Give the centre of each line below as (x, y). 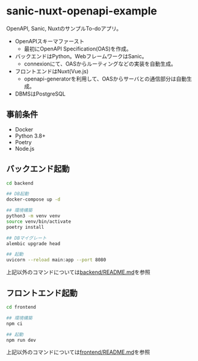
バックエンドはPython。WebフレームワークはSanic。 (81, 56)
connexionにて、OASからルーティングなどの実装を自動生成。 (100, 64)
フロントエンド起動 (42, 293)
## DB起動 (17, 194)
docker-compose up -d (33, 199)
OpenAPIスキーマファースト (50, 41)
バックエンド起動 (38, 169)
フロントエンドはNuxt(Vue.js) (52, 71)
